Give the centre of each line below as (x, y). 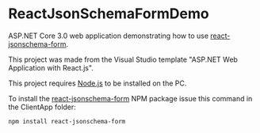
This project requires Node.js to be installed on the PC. (97, 83)
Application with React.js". (51, 67)
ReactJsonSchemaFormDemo (109, 14)
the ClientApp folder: (42, 107)
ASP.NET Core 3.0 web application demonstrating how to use (108, 36)
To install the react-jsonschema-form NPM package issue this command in (130, 98)
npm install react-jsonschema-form (67, 121)
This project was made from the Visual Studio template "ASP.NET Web (123, 59)
